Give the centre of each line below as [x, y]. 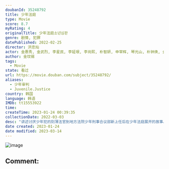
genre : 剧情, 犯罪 [23, 38]
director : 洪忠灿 [22, 47]
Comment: [22, 161]
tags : [11, 61]
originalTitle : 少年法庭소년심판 [36, 33]
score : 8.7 [17, 24]
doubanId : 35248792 [26, 10]
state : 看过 [17, 71]
